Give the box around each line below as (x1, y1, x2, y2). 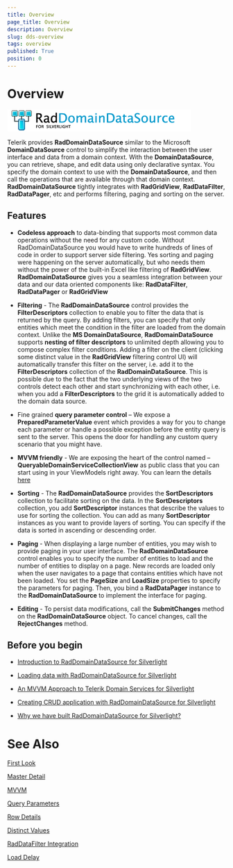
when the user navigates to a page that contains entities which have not (17, 568, 223, 577)
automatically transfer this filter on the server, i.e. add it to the (17, 360, 194, 368)
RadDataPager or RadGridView (17, 287, 109, 295)
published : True (7, 48, 54, 55)
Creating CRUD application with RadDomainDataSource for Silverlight (17, 698, 216, 707)
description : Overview (7, 26, 73, 33)
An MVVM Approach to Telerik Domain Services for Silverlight (17, 685, 194, 693)
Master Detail (7, 772, 46, 781)
